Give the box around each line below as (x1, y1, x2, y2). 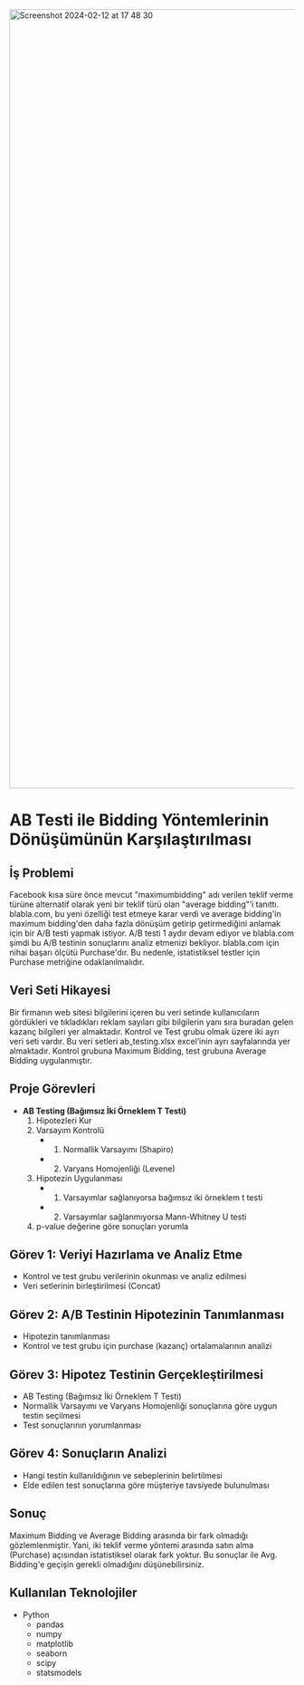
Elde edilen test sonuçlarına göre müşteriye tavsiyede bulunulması (22, 1479, 270, 1490)
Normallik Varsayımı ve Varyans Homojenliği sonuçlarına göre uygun (22, 1401, 278, 1411)
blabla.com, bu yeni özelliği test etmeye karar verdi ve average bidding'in (9, 909, 282, 919)
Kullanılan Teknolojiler (9, 1585, 138, 1601)
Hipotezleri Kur (35, 1114, 92, 1126)
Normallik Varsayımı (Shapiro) (62, 1143, 175, 1154)
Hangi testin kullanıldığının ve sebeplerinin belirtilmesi (22, 1469, 223, 1480)
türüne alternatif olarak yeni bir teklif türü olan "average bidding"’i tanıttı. (9, 899, 280, 910)
